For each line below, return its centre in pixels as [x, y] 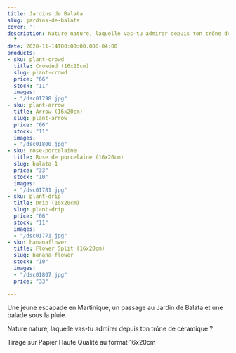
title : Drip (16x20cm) [47, 203]
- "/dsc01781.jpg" [41, 190]
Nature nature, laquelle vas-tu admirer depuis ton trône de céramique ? [110, 328]
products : [22, 53]
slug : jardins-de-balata [44, 20]
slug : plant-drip [39, 210]
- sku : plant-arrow [36, 105]
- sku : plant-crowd [36, 60]
